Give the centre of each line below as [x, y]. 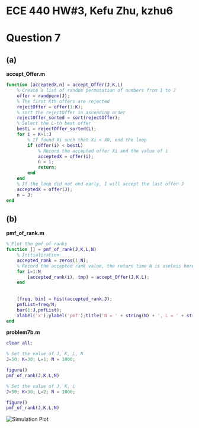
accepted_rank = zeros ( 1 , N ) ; [53, 260]
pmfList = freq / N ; [37, 304]
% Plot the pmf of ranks [37, 244]
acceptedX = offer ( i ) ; [66, 156]
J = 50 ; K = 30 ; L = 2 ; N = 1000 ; [41, 392]
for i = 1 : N [29, 271]
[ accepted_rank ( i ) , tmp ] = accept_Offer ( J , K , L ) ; [89, 277]
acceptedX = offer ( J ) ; [45, 189]
